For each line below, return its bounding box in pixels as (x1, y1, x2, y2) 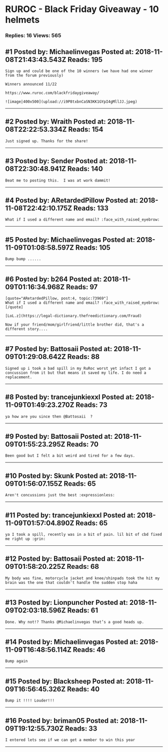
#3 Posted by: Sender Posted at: (5, 157, 108, 166)
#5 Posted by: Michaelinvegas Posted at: (5, 235, 135, 244)
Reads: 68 (66, 562, 99, 571)
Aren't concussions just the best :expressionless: (5, 493, 115, 498)
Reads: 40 (66, 684, 100, 693)
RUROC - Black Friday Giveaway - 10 (5, 4, 159, 15)
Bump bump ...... (5, 257, 41, 262)
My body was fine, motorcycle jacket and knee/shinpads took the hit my (5, 575, 160, 581)
